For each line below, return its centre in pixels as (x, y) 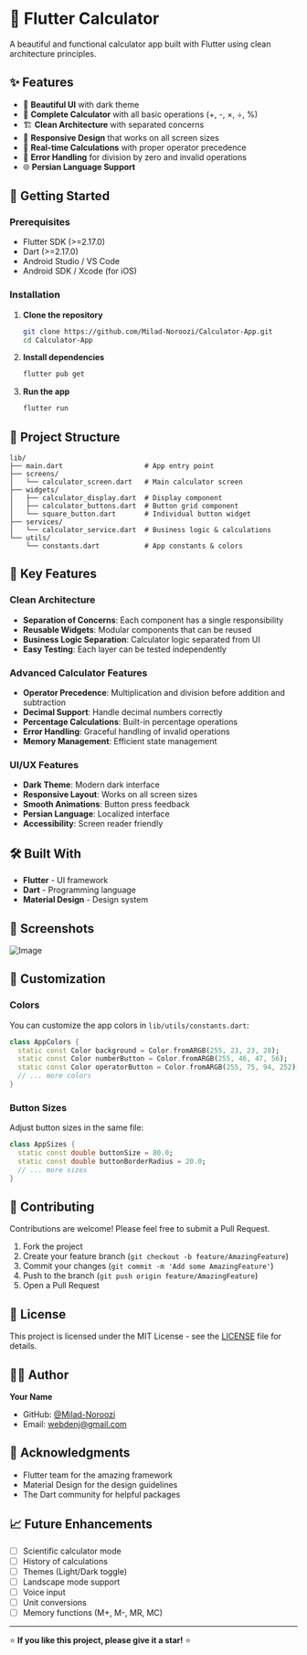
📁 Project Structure (65, 437)
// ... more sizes (53, 1169)
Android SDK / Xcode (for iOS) (79, 271)
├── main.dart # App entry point (112, 466)
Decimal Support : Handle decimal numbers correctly (122, 712)
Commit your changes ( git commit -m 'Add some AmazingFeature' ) (148, 1266)
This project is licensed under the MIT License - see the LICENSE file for (145, 1336)
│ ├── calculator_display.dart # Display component (116, 498)
